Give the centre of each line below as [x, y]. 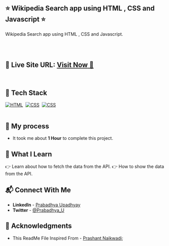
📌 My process [27, 126]
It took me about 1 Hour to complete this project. [63, 138]
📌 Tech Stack [26, 93]
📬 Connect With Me [38, 190]
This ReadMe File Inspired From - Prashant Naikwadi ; [68, 238]
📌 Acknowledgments [39, 226]
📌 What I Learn [29, 154]
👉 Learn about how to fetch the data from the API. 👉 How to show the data [85, 167]
